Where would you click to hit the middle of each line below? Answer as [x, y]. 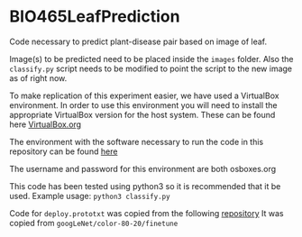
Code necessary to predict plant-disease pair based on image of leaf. [138, 41]
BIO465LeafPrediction [95, 17]
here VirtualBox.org [46, 124]
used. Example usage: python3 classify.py [90, 196]
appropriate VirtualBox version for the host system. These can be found [142, 114]
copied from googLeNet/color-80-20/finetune [94, 223]
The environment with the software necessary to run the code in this [137, 141]
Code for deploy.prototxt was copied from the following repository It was [146, 213]
